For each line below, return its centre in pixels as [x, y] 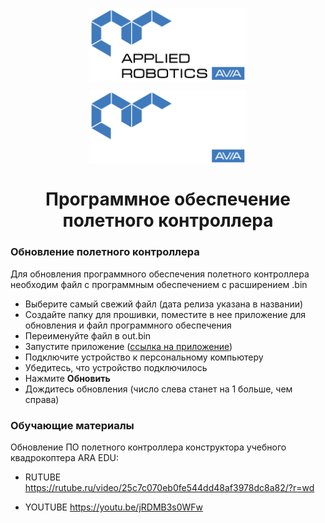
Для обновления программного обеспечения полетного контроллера [160, 274]
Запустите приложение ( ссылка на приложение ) [128, 346]
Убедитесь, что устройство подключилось [116, 367]
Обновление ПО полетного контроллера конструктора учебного [148, 447]
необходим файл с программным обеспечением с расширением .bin [159, 284]
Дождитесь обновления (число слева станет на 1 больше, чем [158, 389]
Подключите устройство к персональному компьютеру [144, 357]
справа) [42, 399]
